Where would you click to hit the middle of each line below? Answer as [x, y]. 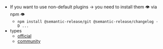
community [29, 41]
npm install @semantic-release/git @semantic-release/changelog [85, 22]
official [24, 36]
